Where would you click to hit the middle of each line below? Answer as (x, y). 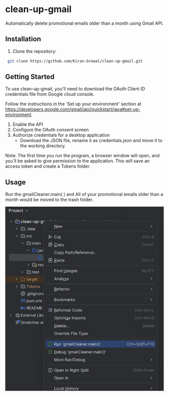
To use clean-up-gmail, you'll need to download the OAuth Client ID (75, 89)
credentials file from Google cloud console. (50, 94)
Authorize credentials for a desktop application (61, 135)
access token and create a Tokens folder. (48, 166)
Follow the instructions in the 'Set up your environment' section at (73, 104)
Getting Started (30, 77)
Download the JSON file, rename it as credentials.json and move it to (91, 141)
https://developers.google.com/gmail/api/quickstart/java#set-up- (73, 109)
